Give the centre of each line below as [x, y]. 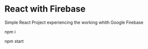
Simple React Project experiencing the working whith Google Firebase [74, 22]
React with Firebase [45, 9]
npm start [14, 41]
